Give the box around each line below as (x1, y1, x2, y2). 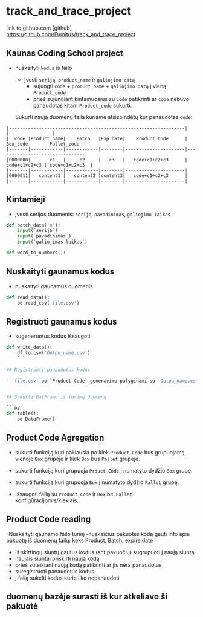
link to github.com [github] (6, 24, 72, 31)
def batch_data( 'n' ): (6, 222, 61, 228)
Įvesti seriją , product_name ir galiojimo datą (24, 76, 135, 83)
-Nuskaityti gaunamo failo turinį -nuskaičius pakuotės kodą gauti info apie (6, 530, 190, 537)
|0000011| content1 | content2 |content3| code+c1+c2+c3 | (6, 172, 188, 179)
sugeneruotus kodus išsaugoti (14, 332, 91, 340)
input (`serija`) (17, 228, 59, 234)
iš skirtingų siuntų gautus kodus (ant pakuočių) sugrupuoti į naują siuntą (14, 548, 195, 555)
